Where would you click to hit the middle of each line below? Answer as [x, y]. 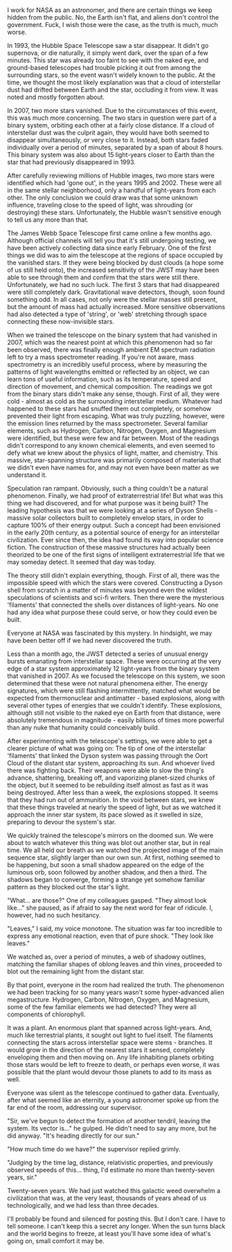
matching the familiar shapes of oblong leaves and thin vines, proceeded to [115, 964]
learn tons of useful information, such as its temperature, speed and [104, 379]
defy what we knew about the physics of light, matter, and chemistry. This [113, 453]
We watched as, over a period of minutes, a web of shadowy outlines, [107, 957]
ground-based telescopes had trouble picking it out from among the [104, 68]
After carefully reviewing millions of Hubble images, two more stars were [111, 175]
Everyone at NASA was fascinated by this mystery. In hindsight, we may [110, 633]
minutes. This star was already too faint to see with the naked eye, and [108, 60]
